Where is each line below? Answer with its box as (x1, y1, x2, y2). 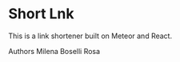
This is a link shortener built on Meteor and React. (8, 31, 173, 41)
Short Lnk (8, 5, 74, 23)
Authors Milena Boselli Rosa (8, 46, 101, 56)
